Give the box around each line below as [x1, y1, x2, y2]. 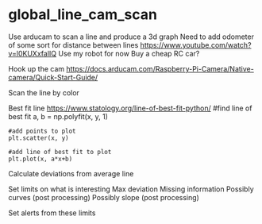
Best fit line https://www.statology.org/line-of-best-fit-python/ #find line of [8, 103, 252, 113]
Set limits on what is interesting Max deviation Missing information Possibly [8, 184, 254, 194]
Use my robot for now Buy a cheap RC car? [58, 48, 200, 58]
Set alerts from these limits [8, 208, 96, 218]
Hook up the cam [8, 64, 65, 73]
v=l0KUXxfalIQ [8, 48, 57, 58]
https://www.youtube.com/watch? [140, 40, 252, 49]
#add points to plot [8, 127, 77, 135]
